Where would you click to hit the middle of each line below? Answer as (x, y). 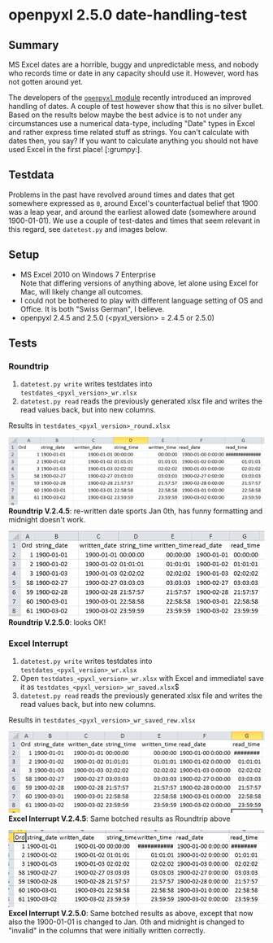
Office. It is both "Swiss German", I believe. (92, 309)
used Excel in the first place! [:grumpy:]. (75, 149)
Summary (34, 45)
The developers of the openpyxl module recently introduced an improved (130, 98)
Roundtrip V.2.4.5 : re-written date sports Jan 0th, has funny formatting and (136, 511)
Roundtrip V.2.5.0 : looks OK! (57, 622)
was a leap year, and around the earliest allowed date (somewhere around (132, 212)
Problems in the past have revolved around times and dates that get (122, 194)
